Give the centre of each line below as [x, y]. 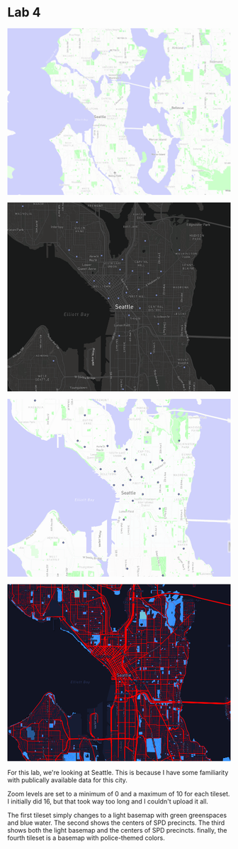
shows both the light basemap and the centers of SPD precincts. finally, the [117, 831]
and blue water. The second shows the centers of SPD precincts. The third [116, 823]
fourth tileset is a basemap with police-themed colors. [86, 838]
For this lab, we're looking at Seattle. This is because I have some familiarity [118, 773]
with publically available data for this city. [67, 780]
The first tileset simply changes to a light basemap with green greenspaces [117, 816]
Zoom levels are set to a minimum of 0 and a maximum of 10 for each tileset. [119, 794]
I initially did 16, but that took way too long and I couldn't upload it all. [108, 801]
